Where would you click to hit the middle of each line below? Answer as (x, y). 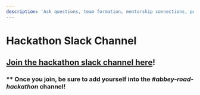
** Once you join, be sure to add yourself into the (78, 79)
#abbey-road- (173, 79)
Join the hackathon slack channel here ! (81, 63)
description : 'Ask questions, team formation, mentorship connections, (97, 12)
